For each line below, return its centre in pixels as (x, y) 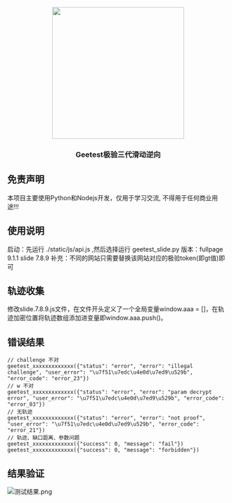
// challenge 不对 (33, 360)
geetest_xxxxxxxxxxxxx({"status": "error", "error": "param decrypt (110, 392)
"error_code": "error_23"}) (49, 379)
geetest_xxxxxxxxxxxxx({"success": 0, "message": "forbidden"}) (103, 450)
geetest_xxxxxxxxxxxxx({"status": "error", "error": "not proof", (107, 418)
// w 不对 (20, 386)
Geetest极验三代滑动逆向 (118, 155)
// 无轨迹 (20, 412)
